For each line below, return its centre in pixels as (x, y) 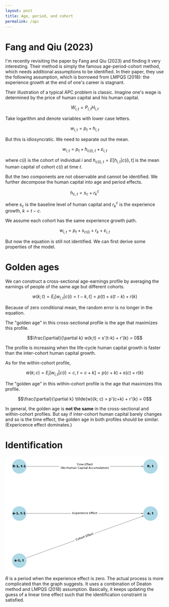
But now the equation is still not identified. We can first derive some (75, 242)
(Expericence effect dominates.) (39, 424)
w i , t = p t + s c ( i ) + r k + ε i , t (85, 231)
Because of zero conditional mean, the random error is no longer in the (79, 307)
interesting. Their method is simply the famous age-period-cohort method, (83, 66)
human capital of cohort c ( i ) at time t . (44, 166)
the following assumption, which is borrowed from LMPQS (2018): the (77, 77)
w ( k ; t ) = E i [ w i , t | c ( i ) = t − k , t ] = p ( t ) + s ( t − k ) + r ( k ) (85, 297)
